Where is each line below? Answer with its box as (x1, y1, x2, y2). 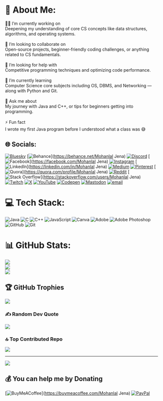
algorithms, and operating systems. (5, 31, 76, 37)
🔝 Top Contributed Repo (5, 336, 63, 343)
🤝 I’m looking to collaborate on (5, 41, 66, 47)
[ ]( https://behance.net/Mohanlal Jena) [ (26, 153, 150, 159)
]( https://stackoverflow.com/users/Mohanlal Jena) (40, 174, 141, 180)
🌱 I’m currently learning (5, 77, 52, 83)
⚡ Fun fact (5, 119, 26, 125)
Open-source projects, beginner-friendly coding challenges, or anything (5, 46, 149, 52)
